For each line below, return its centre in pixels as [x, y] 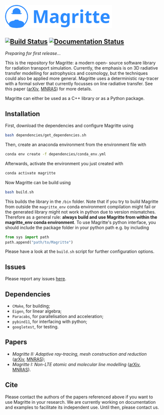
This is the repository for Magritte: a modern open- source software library [80, 63]
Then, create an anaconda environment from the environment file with [76, 145]
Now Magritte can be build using [38, 182]
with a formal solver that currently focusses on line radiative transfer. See [79, 84]
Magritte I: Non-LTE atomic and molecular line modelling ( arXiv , [76, 364]
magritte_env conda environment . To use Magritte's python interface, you [81, 222]
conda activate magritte [30, 173]
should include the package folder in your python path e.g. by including [77, 227]
